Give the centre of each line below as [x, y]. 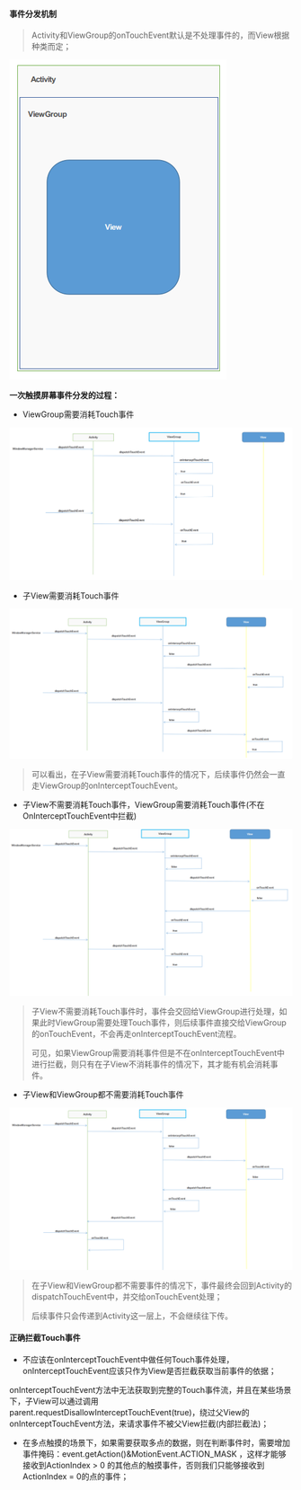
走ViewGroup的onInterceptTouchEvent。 [107, 785]
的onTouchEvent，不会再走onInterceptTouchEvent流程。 [136, 1034]
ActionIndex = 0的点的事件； [75, 1477]
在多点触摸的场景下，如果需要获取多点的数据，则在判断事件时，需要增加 [156, 1443]
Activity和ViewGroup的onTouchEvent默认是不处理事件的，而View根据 [160, 35]
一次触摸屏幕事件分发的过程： [64, 395]
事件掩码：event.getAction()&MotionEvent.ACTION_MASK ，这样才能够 [154, 1454]
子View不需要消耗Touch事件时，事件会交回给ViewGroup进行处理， [155, 1012]
